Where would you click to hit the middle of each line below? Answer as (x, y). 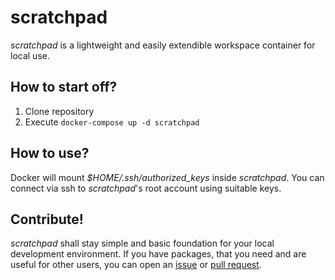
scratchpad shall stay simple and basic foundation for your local (142, 243)
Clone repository (59, 111)
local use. (30, 55)
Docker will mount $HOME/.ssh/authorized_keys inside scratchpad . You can (167, 177)
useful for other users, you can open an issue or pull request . (136, 265)
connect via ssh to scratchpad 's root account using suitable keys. (146, 188)
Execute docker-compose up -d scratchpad (112, 122)
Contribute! (47, 219)
